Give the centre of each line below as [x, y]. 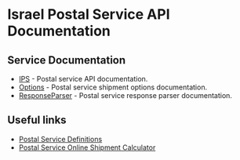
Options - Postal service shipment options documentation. [113, 87]
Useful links [37, 120]
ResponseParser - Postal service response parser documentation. [125, 95]
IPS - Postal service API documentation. [83, 79]
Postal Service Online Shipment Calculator [87, 147]
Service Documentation [67, 60]
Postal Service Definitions [60, 139]
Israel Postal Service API [89, 15]
